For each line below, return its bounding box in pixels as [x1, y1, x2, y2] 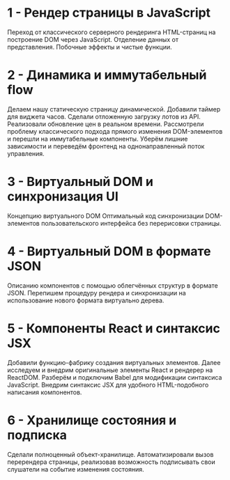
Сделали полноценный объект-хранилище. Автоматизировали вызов [7, 450, 214, 458]
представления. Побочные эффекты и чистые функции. [7, 42, 172, 51]
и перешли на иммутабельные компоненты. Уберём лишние [7, 134, 188, 143]
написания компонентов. [7, 388, 82, 396]
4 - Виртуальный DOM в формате [7, 244, 211, 259]
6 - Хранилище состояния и [7, 412, 177, 428]
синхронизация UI [7, 189, 118, 205]
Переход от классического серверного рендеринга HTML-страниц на [7, 28, 216, 36]
